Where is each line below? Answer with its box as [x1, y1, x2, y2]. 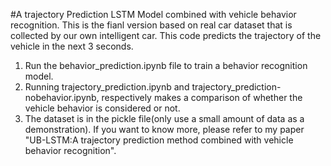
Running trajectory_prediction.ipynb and [24, 81, 190, 93]
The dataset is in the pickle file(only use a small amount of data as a [24, 113, 305, 124]
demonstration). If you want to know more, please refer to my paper [24, 124, 305, 135]
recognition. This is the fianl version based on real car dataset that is [10, 19, 293, 31]
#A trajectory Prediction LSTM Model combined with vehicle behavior [10, 9, 297, 20]
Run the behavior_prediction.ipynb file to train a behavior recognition [24, 60, 308, 71]
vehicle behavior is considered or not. [24, 102, 181, 114]
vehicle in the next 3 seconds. [10, 40, 134, 52]
